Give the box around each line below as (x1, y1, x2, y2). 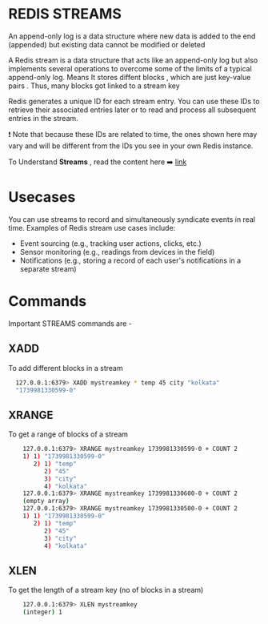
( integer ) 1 (22, 608, 62, 617)
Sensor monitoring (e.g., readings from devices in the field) (19, 247, 215, 256)
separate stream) (19, 264, 78, 273)
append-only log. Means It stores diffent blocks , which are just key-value (8, 72, 251, 82)
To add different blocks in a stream (8, 363, 123, 372)
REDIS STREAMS (8, 5, 122, 23)
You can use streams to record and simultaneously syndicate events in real (8, 214, 256, 224)
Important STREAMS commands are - (8, 318, 132, 328)
